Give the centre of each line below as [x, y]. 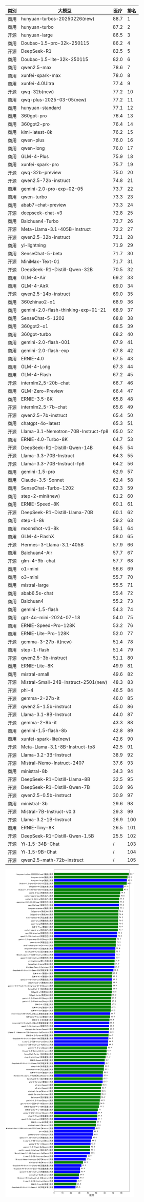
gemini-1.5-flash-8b [44, 730]
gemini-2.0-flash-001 [46, 342]
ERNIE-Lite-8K [37, 666]
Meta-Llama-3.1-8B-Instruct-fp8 [58, 747]
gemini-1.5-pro [38, 472]
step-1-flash [35, 649]
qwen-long [33, 148]
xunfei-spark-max [41, 75]
